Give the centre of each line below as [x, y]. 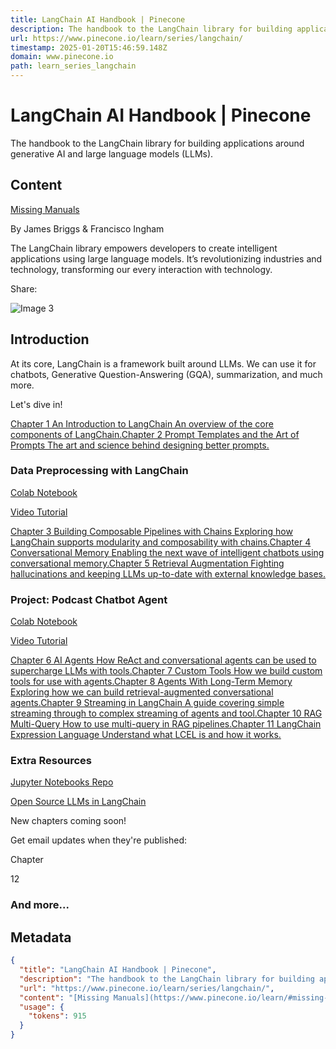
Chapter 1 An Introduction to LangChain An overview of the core [142, 423]
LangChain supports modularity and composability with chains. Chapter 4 [161, 542]
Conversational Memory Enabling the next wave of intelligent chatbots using [167, 552]
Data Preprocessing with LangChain [99, 471]
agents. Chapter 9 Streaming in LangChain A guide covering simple [147, 703]
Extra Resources [51, 761]
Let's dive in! [36, 404]
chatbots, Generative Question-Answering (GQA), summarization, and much [166, 374]
